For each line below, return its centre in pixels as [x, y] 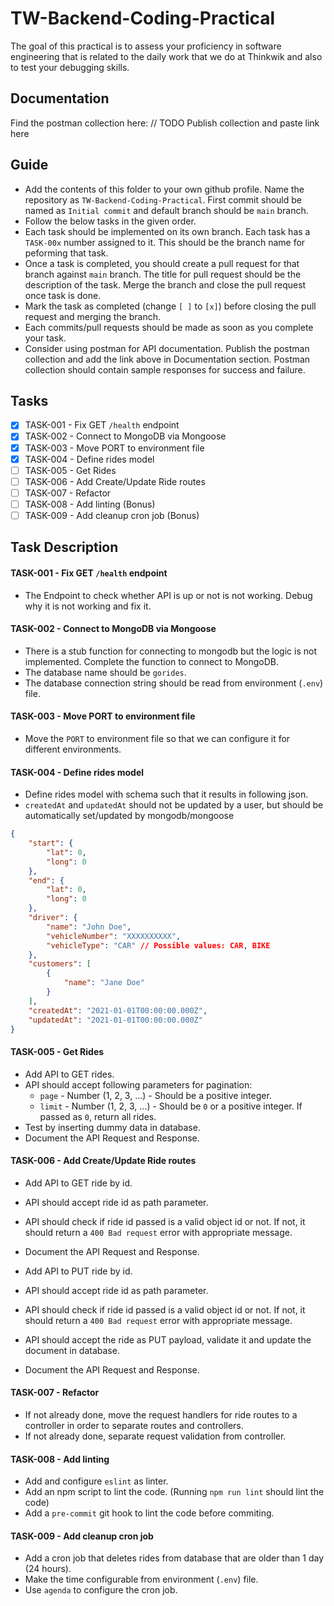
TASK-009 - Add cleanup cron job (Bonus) [112, 515]
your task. [45, 338]
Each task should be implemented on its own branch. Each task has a [167, 231]
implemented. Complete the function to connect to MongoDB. [151, 661]
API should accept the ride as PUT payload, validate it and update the [168, 1339]
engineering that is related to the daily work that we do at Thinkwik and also [166, 56]
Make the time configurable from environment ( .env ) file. [141, 1579]
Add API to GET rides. [69, 1074]
